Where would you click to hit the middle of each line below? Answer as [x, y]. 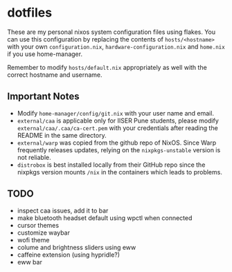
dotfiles [30, 13]
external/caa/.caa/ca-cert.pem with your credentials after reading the [117, 128]
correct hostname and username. [55, 75]
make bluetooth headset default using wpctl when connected [105, 218]
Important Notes [43, 97]
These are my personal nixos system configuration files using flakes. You [111, 32]
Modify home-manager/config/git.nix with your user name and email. [116, 113]
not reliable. [34, 157]
